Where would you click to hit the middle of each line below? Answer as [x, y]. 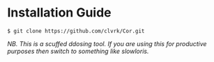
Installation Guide [59, 13]
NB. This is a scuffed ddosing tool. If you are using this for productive [107, 43]
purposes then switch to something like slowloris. [78, 51]
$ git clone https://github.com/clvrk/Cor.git [76, 31]
